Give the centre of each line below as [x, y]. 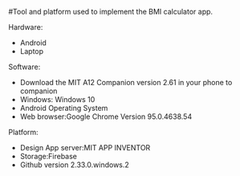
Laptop [32, 51]
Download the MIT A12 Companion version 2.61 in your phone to [126, 82]
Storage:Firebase [49, 156]
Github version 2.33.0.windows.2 [75, 165]
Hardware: [26, 27]
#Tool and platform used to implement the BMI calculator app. [111, 12]
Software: [24, 67]
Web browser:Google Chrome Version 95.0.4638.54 [106, 117]
